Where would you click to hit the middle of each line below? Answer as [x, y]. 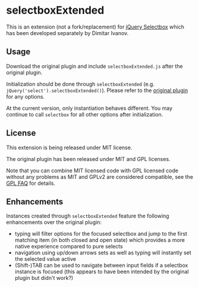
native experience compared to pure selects [69, 247]
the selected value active [45, 259]
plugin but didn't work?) [44, 278]
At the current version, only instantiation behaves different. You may [89, 108]
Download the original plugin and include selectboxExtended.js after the [94, 66]
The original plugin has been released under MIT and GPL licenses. [88, 159]
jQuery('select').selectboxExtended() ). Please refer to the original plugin [97, 90]
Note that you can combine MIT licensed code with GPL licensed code [92, 171]
